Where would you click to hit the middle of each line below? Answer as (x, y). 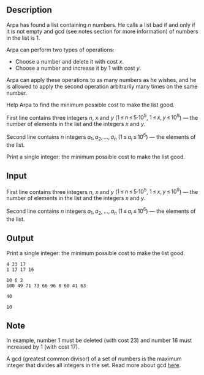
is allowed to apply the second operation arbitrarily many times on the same (102, 86)
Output (20, 238)
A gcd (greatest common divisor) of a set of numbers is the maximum (94, 359)
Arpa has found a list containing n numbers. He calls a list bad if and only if (101, 24)
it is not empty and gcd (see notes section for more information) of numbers (102, 31)
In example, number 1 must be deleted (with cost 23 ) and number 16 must (99, 340)
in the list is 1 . (23, 38)
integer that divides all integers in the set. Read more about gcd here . (94, 365)
